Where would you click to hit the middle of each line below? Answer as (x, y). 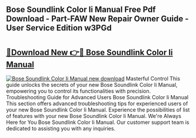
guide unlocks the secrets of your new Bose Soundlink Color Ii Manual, (92, 85)
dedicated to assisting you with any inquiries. (61, 128)
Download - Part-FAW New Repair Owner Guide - (97, 19)
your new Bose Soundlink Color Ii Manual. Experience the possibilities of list (98, 110)
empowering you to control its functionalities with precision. (79, 91)
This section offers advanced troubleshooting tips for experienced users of (97, 103)
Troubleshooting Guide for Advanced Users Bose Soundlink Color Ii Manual (97, 97)
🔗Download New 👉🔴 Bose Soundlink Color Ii (89, 52)
